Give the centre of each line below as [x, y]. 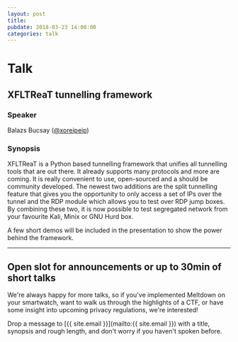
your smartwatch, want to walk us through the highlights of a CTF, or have [115, 302]
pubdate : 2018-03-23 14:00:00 [52, 27]
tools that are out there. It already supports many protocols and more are [113, 171]
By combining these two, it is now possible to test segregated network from [118, 209]
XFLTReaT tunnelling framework [80, 95]
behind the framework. [41, 238]
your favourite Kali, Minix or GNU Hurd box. [70, 217]
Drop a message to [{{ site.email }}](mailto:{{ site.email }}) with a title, [109, 324]
